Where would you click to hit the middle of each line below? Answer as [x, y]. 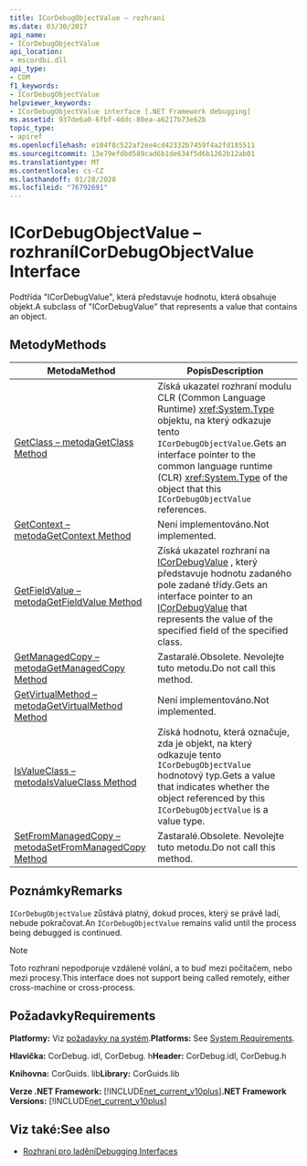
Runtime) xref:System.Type [216, 409]
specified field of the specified [223, 630]
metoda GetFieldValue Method [78, 602]
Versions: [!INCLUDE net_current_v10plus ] [88, 1100]
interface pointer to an [205, 596]
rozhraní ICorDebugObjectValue [132, 252]
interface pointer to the [206, 455]
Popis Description [225, 371]
